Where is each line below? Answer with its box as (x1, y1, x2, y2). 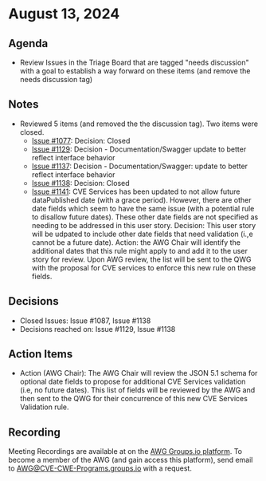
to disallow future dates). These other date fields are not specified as (31, 212, 259, 222)
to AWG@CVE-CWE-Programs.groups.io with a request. (8, 463, 193, 473)
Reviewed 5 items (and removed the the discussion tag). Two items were (19, 119, 259, 128)
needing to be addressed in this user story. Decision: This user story (31, 220, 256, 230)
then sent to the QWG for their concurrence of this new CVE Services (19, 394, 248, 404)
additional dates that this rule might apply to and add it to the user (31, 246, 248, 255)
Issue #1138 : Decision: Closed (31, 178, 130, 187)
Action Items (8, 348, 73, 361)
